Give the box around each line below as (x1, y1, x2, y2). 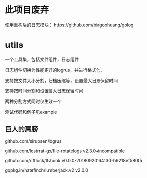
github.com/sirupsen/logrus (5, 138, 62, 144)
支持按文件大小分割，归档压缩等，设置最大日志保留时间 (5, 77, 118, 83)
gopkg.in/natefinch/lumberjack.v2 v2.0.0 (5, 167, 88, 173)
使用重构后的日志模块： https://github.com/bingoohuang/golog (5, 22, 134, 28)
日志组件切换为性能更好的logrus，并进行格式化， (5, 67, 105, 73)
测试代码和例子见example (5, 109, 57, 115)
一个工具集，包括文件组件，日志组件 (5, 56, 79, 62)
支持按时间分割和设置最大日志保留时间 (5, 88, 83, 94)
